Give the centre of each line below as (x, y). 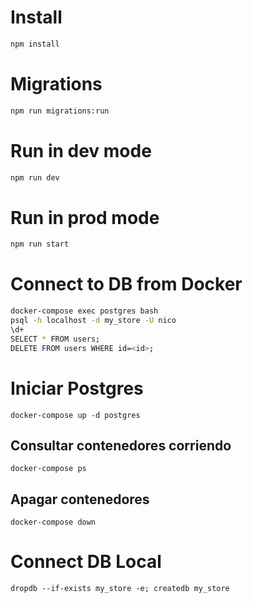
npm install (35, 44)
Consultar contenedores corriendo (121, 445)
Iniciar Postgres (77, 388)
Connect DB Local (86, 562)
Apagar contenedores (80, 499)
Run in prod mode (85, 217)
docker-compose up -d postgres (75, 415)
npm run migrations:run (60, 111)
